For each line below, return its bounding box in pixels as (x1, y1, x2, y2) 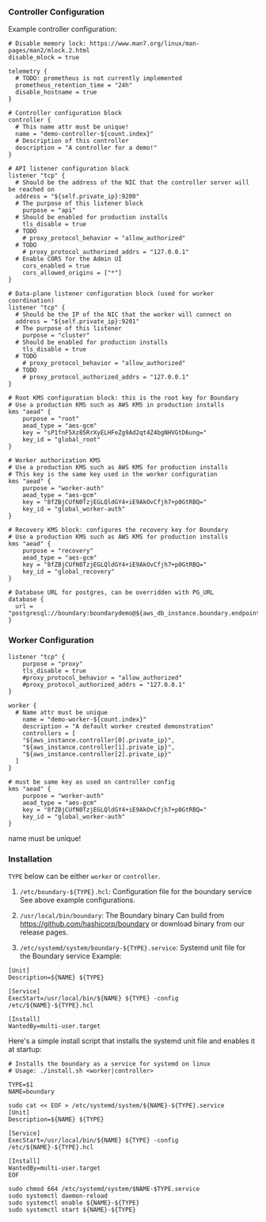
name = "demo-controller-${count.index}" (15, 130, 154, 138)
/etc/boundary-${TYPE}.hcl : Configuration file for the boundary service (19, 886, 252, 896)
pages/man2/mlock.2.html (8, 47, 90, 55)
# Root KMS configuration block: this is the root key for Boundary (8, 394, 239, 403)
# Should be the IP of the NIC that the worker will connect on (15, 310, 232, 319)
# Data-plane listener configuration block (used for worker (8, 290, 215, 298)
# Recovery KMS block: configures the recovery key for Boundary (8, 526, 228, 534)
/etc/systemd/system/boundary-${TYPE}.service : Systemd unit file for (19, 943, 246, 952)
